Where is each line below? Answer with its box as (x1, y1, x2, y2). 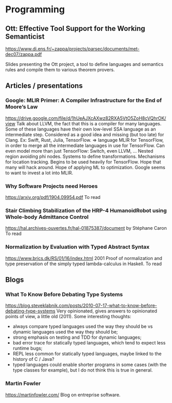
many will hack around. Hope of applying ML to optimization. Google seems (5, 164, 165, 170)
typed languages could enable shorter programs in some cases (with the (12, 361, 167, 368)
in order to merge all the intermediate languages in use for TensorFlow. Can (5, 142, 165, 149)
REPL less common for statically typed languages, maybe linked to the (12, 351, 162, 357)
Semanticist (5, 32, 45, 41)
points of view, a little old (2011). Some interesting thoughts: (5, 314, 131, 320)
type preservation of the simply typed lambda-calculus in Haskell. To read (5, 261, 162, 267)
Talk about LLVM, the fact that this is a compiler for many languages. (16, 120, 162, 126)
